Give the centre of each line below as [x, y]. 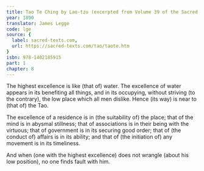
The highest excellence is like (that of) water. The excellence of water [94, 86]
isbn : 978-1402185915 [34, 57]
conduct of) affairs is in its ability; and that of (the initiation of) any [89, 137]
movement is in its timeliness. [43, 144]
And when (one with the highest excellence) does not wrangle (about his [98, 155]
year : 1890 [20, 18]
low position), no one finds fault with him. [58, 162]
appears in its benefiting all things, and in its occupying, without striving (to [101, 93]
